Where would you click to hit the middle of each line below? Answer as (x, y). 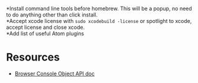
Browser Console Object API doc (55, 74)
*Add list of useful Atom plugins (45, 34)
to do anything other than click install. (52, 15)
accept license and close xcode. (46, 27)
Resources (33, 57)
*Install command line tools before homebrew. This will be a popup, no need (99, 9)
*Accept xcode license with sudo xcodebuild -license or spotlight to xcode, (99, 21)
